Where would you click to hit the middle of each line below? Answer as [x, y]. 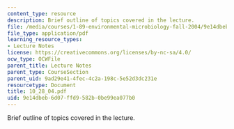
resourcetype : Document [42, 85]
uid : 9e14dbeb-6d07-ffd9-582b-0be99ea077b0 [71, 98]
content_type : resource [42, 14]
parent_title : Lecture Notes [49, 66]
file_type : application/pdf [48, 33]
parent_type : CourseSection [48, 72]
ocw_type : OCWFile [34, 59]
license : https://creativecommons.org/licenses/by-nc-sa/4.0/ [99, 53]
